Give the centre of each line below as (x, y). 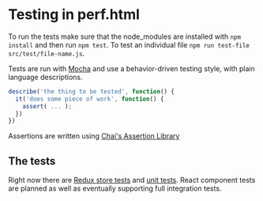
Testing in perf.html (74, 15)
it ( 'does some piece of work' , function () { (90, 99)
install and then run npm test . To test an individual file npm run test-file (129, 44)
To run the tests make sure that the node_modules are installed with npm (125, 36)
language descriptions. (45, 77)
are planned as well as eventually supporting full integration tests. (115, 188)
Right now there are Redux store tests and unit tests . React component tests (132, 180)
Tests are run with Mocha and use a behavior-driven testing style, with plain (131, 68)
